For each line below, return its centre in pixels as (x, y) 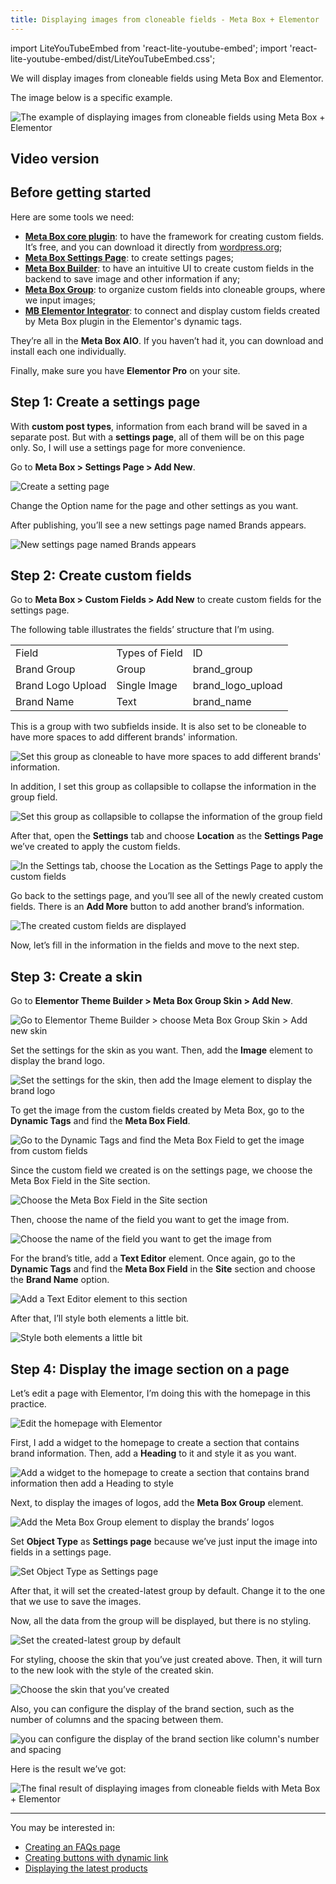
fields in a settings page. (61, 1552)
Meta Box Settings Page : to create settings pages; (129, 257)
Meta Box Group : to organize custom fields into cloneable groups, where (175, 289)
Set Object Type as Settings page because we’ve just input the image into (164, 1542)
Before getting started (81, 192)
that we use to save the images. (76, 1602)
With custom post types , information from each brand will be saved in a (159, 426)
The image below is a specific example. (91, 97)
